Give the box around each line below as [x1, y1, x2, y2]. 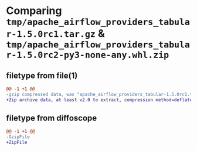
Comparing [6, 4, 62, 18]
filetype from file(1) [6, 70, 78, 80]
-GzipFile [6, 134, 30, 140]
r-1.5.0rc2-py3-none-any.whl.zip [6, 50, 169, 61]
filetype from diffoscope [6, 113, 97, 123]
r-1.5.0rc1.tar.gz [6, 29, 96, 40]
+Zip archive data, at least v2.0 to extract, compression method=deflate [6, 97, 193, 103]
